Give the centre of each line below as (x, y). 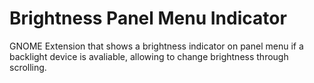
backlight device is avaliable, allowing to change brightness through (149, 56)
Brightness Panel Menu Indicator (148, 18)
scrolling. (28, 67)
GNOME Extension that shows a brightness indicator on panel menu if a (156, 46)
